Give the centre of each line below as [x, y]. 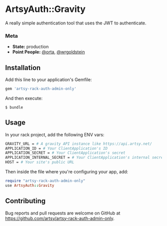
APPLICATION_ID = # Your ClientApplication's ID [56, 148]
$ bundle [14, 107]
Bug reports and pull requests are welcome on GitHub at [63, 213]
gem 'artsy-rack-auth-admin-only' [41, 89]
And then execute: [24, 98]
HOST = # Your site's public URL [40, 162]
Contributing [25, 201]
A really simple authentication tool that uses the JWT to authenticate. [76, 23]
